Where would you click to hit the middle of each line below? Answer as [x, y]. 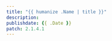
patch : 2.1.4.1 [25, 29]
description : [23, 17]
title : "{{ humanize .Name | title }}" [57, 12]
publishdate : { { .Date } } [39, 23]
